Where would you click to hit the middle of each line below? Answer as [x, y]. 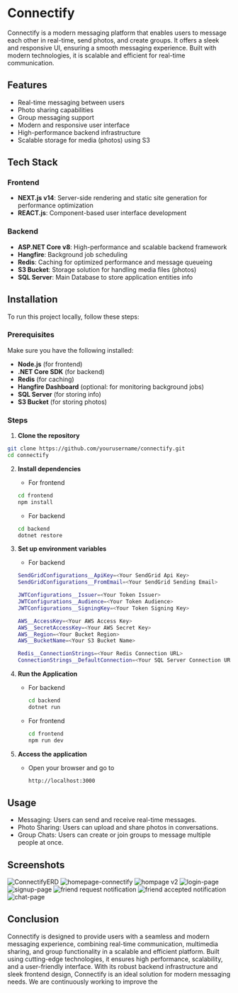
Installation [33, 300]
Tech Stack [33, 162]
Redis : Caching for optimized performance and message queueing [115, 262]
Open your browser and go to [71, 767]
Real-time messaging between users [71, 102]
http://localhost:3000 [62, 781]
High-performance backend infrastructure [79, 132]
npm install [35, 502]
